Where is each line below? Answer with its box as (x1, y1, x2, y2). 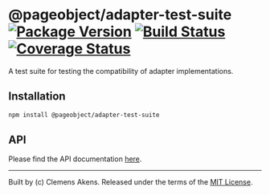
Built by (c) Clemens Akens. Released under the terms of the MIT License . (8, 177, 253, 187)
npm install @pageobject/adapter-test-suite (8, 111, 160, 119)
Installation (8, 90, 66, 104)
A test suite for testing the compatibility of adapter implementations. (8, 66, 234, 75)
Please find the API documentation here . (8, 154, 142, 164)
